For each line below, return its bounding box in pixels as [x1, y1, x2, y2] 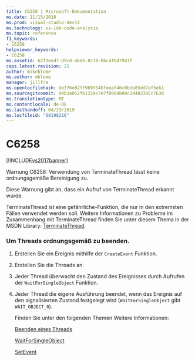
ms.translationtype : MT [6, 96, 65, 102]
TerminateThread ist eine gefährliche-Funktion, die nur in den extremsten [6, 204, 183, 211]
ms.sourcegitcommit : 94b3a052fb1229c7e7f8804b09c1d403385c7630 [6, 90, 164, 96]
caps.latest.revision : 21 [6, 63, 69, 69]
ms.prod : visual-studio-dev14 [6, 19, 80, 25]
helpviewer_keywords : [6, 47, 59, 53]
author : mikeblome [6, 69, 51, 75]
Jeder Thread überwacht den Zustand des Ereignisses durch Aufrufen [14, 273, 185, 280]
